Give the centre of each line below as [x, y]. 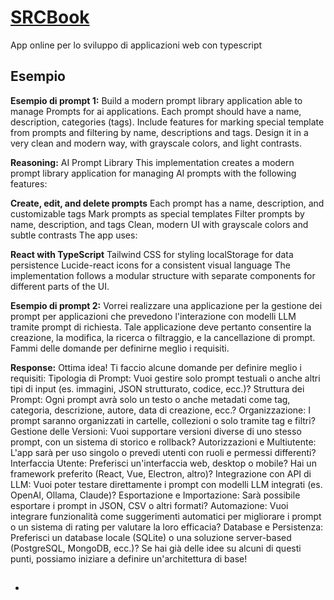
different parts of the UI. [60, 286]
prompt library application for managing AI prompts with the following [153, 173]
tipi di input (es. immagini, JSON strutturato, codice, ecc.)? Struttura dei [157, 388]
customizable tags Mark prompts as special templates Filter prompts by [157, 213]
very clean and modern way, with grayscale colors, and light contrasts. [156, 143]
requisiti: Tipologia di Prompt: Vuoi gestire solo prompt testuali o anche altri [165, 378]
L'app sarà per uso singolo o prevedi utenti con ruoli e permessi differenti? [163, 452]
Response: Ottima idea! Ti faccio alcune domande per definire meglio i [156, 367]
